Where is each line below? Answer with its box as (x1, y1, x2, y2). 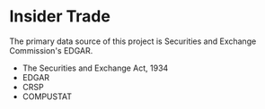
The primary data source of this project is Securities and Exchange (9, 36, 257, 46)
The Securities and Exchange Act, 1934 (22, 63, 169, 73)
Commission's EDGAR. (9, 45, 93, 55)
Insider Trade (9, 6, 110, 27)
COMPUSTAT (22, 91, 73, 102)
